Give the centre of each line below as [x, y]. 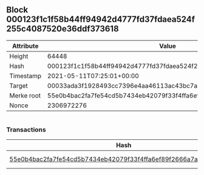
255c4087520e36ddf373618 [63, 29]
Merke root [25, 95]
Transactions [26, 130]
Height [19, 56]
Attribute [25, 46]
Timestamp [25, 76]
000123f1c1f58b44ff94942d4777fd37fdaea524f [101, 20]
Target [19, 85]
